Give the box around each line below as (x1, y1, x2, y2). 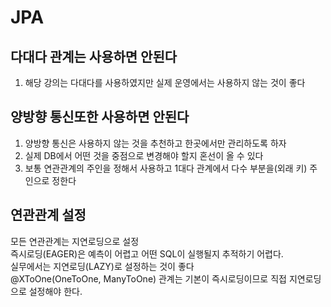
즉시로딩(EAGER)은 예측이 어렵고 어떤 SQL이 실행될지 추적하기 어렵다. (10, 247, 284, 260)
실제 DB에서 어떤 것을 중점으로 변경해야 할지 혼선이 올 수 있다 (24, 149, 264, 161)
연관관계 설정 (10, 207, 87, 224)
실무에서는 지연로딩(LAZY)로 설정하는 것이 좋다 (10, 260, 195, 272)
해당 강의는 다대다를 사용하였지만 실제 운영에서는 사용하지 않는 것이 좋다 (24, 77, 306, 88)
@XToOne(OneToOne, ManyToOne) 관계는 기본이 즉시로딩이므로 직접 (10, 272, 287, 285)
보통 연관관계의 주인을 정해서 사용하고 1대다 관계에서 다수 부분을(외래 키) (24, 162, 308, 174)
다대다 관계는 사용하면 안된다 (10, 48, 178, 65)
